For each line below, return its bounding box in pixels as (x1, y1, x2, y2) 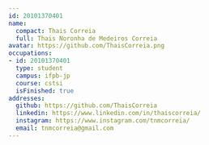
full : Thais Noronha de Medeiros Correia (15, 34, 158, 43)
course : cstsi (15, 79, 63, 87)
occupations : (8, 49, 53, 57)
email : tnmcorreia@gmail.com (15, 124, 114, 132)
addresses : (8, 94, 45, 102)
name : (8, 19, 27, 27)
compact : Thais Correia (15, 27, 96, 35)
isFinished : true (15, 86, 75, 95)
